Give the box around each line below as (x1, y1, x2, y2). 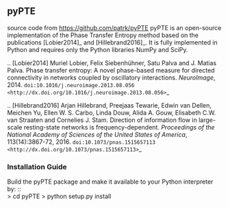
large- (198, 116, 216, 124)
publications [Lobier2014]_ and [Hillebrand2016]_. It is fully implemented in (7, 38, 218, 47)
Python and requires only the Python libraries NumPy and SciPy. (7, 45, 188, 53)
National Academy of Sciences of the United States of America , (7, 130, 188, 138)
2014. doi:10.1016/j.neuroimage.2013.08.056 (7, 80, 135, 88)
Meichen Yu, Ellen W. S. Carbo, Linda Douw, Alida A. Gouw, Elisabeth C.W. (7, 108, 216, 117)
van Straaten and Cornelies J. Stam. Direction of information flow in (7, 116, 197, 124)
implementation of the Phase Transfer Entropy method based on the (7, 31, 199, 39)
